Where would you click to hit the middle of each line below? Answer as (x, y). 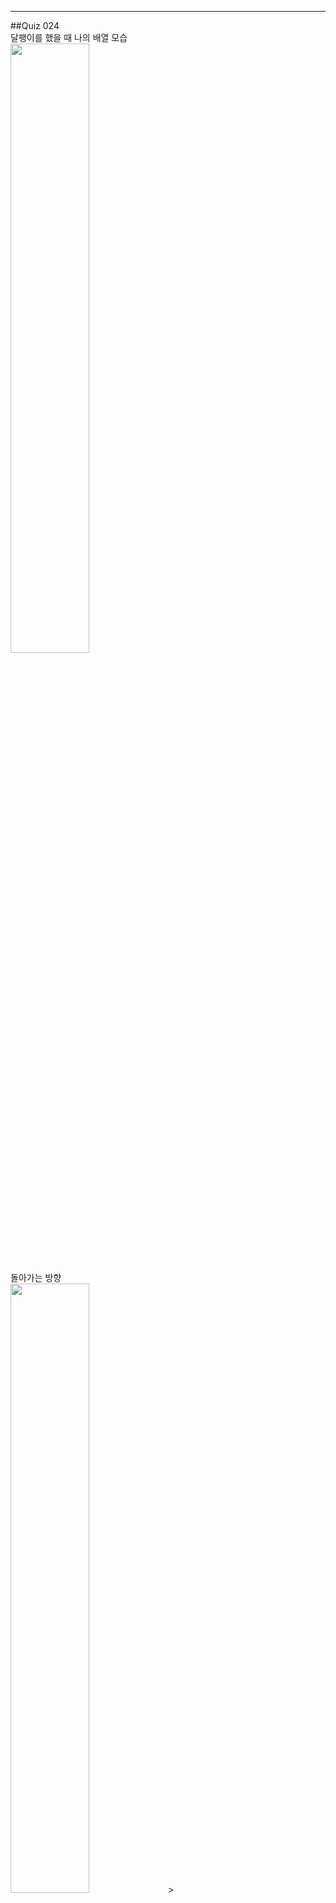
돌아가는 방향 (36, 1277)
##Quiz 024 (35, 25)
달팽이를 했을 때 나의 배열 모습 (69, 37)
